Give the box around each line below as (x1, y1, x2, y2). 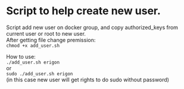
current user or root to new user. (6, 30, 86, 37)
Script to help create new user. (6, 4, 161, 18)
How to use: (6, 53, 36, 60)
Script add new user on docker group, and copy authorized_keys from (6, 24, 179, 31)
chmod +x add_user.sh (6, 43, 60, 49)
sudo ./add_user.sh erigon (6, 71, 73, 77)
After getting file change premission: (6, 36, 96, 43)
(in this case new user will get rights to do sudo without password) (6, 76, 170, 83)
